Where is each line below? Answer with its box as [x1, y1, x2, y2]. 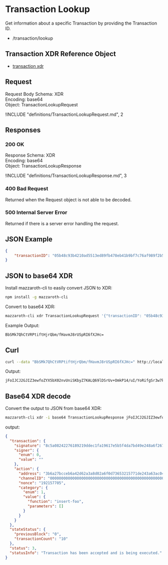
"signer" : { [14, 448, 39, 453]
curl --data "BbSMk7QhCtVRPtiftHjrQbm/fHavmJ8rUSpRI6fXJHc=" [5, 359, 135, 364]
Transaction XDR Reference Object [5, 50, 116, 58]
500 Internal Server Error [5, 209, 67, 216]
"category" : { [18, 485, 48, 490]
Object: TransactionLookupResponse [5, 163, 81, 169]
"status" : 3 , [9, 545, 37, 550]
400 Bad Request [5, 185, 48, 192]
